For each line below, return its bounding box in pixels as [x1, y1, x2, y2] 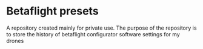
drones [6, 37, 24, 44]
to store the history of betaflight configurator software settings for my [6, 30, 180, 38]
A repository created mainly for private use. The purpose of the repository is [6, 24, 197, 31]
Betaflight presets [6, 4, 99, 18]
